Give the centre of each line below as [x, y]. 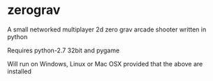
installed [20, 71]
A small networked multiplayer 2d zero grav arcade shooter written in [107, 29]
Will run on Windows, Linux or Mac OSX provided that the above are [105, 64]
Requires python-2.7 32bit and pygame [64, 50]
